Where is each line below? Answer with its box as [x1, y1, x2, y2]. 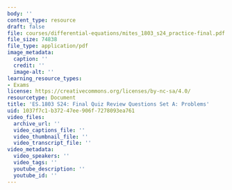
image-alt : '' [13, 68, 54, 75]
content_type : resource [7, 17, 76, 24]
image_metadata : [7, 49, 54, 56]
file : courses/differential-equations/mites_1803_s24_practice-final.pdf [7, 29, 226, 37]
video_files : [7, 113, 45, 120]
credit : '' [13, 62, 45, 69]
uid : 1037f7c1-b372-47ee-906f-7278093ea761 [7, 107, 135, 114]
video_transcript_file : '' [13, 140, 92, 147]
